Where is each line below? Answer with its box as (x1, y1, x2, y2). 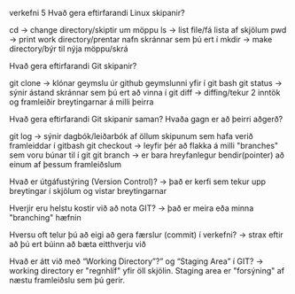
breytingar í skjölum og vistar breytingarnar (9, 186, 167, 196)
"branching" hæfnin (9, 213, 82, 222)
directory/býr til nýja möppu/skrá (9, 43, 128, 54)
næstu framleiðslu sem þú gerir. (9, 275, 126, 285)
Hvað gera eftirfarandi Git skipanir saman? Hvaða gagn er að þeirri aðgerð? (9, 114, 283, 124)
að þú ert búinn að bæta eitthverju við (9, 239, 146, 249)
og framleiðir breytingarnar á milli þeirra (9, 97, 154, 107)
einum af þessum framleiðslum (9, 159, 122, 169)
